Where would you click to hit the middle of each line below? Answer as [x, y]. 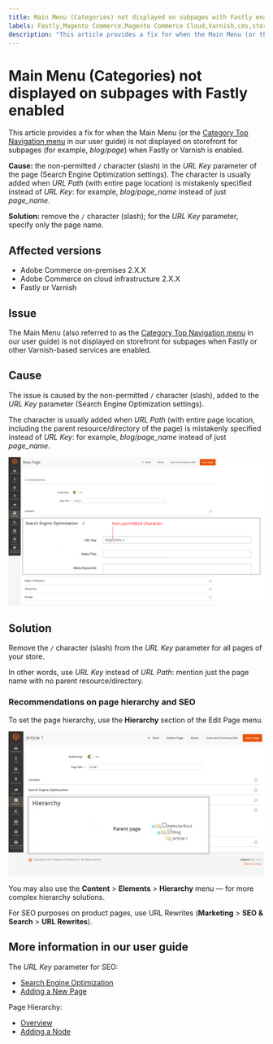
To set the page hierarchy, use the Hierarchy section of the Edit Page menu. [136, 720]
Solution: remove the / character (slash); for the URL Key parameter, [123, 217]
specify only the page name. [56, 225]
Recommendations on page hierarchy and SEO [102, 702]
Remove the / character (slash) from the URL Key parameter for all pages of [135, 648]
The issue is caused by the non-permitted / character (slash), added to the [134, 395]
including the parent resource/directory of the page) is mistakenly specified [135, 428]
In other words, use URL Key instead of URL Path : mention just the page [129, 673]
